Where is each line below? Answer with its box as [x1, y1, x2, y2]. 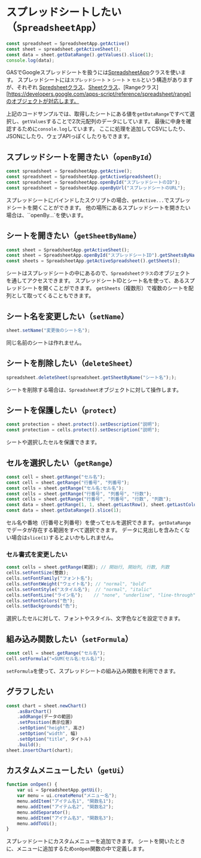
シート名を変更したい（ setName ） [6, 311, 129, 321]
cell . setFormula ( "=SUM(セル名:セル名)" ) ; [6, 656, 106, 662]
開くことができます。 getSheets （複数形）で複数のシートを [42, 285, 188, 292]
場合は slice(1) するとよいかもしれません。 [11, 534, 117, 541]
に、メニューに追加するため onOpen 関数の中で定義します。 [6, 845, 148, 853]
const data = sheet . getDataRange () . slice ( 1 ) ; [6, 507, 121, 513]
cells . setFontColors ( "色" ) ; [6, 598, 75, 604]
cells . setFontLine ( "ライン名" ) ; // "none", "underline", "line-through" [6, 592, 196, 598]
